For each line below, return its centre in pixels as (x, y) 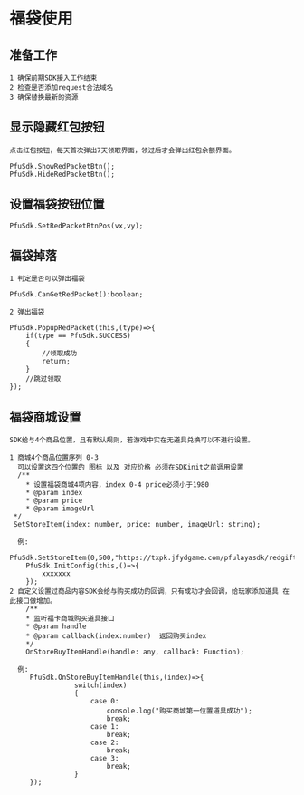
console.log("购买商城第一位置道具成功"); (180, 711)
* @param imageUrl (60, 509)
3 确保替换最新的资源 (44, 97)
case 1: (104, 727)
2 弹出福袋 (27, 312)
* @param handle (57, 626)
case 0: (104, 702)
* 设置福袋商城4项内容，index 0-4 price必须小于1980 (118, 485)
